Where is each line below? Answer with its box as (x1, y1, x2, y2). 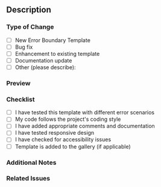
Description (6, 5, 51, 15)
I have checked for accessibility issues (14, 136, 112, 143)
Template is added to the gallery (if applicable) (14, 143, 131, 150)
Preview (6, 79, 31, 87)
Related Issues (6, 174, 50, 183)
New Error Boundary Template (14, 36, 90, 44)
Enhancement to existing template (14, 50, 100, 57)
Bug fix (14, 43, 33, 51)
